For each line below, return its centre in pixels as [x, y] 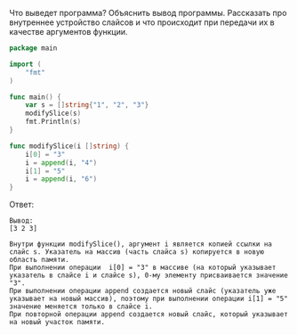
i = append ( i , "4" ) [61, 163]
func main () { [36, 97]
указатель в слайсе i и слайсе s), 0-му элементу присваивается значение [149, 275]
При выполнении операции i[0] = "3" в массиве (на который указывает [143, 268]
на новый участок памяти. [57, 323]
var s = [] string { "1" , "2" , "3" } [87, 105]
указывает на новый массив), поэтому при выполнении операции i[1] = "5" [149, 299]
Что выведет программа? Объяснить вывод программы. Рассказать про [148, 13]
